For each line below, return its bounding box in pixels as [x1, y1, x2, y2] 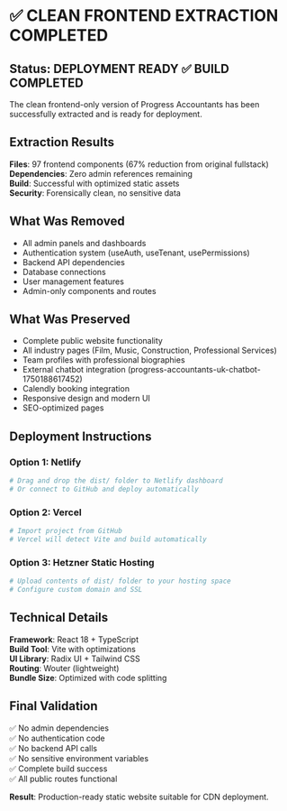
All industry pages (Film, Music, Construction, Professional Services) [22, 345, 277, 356]
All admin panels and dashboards [22, 237, 147, 248]
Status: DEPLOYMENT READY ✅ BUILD [9, 60, 229, 77]
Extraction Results [9, 134, 115, 150]
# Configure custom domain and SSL [9, 585, 143, 594]
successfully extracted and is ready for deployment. [9, 109, 202, 119]
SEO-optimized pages [22, 402, 104, 413]
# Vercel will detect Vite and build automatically [9, 535, 207, 544]
